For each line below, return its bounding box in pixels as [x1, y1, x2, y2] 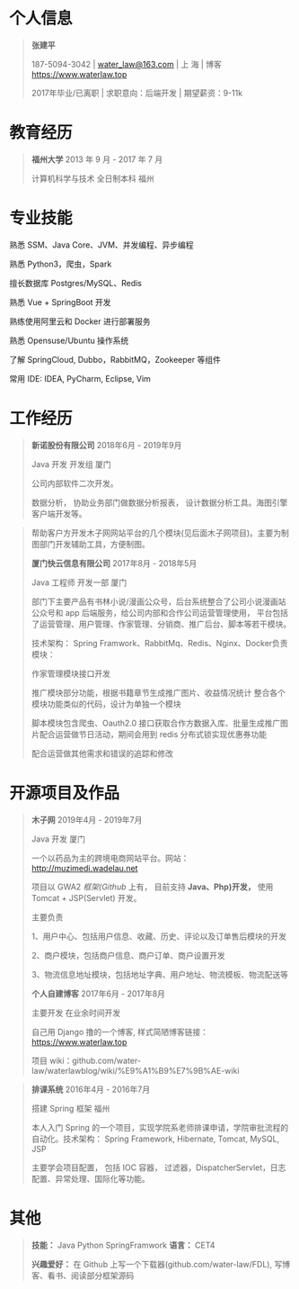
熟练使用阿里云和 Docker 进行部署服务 [9, 316, 151, 327]
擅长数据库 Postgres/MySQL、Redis [9, 277, 142, 288]
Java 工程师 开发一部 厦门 [31, 577, 128, 588]
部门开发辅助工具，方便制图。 [39, 538, 150, 549]
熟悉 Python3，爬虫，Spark [9, 258, 112, 269]
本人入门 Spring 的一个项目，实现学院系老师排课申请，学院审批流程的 [31, 1122, 289, 1132]
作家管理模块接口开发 [31, 668, 110, 679]
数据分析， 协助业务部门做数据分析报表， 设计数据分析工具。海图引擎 [31, 497, 288, 508]
